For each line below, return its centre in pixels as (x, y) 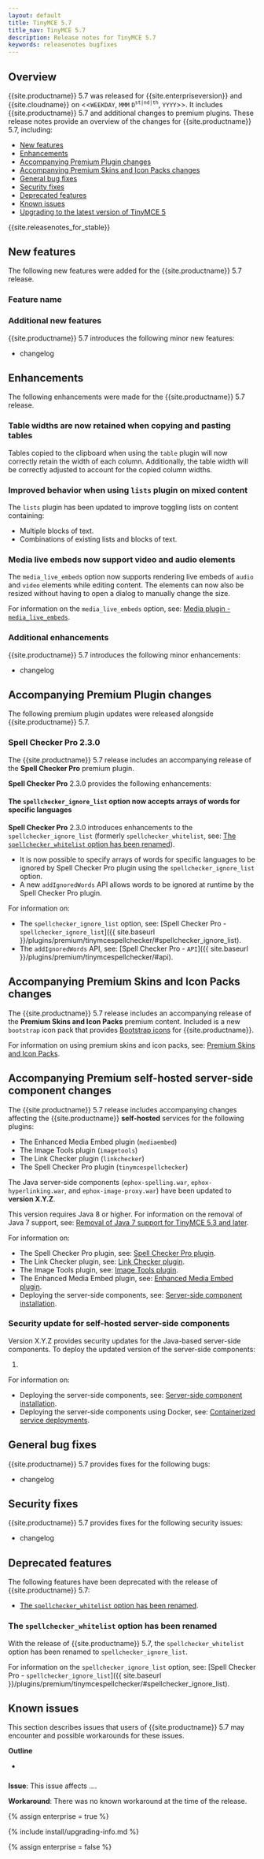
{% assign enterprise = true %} (59, 1816)
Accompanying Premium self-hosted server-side (131, 1078)
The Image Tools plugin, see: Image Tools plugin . (99, 1269)
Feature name (35, 300)
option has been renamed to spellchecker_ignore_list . (98, 1652)
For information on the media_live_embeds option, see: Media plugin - (119, 609)
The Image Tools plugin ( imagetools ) (79, 1150)
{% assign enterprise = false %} (60, 1847)
